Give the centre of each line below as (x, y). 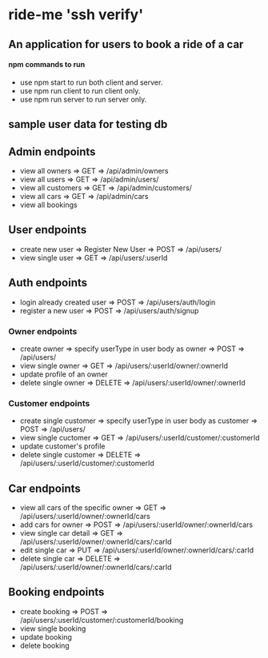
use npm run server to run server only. (83, 99)
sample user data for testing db (88, 124)
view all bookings (48, 205)
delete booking (44, 645)
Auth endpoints (48, 283)
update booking (46, 636)
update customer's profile (62, 446)
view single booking (53, 628)
